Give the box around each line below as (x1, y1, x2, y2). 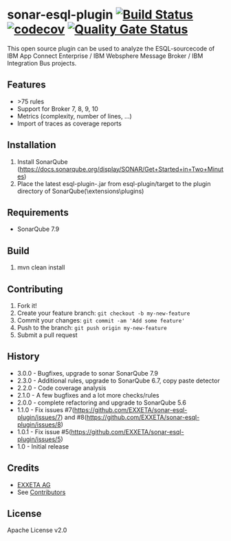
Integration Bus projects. (7, 59, 77, 67)
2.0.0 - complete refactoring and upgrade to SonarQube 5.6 (16, 398, 187, 407)
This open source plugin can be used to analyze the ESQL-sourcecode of (7, 44, 215, 52)
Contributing (7, 283, 63, 295)
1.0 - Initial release (16, 442, 69, 451)
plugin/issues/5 (16, 435, 61, 443)
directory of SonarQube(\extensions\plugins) (16, 187, 144, 195)
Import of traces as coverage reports (16, 119, 122, 127)
